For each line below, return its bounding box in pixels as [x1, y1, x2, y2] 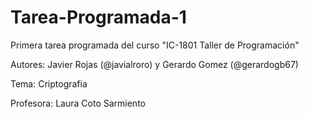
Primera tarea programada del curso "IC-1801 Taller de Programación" [10, 39, 300, 51]
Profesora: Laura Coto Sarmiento [10, 97, 146, 109]
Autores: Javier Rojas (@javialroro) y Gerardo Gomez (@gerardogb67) [10, 58, 299, 70]
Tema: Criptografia [10, 77, 88, 90]
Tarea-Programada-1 [10, 6, 187, 29]
